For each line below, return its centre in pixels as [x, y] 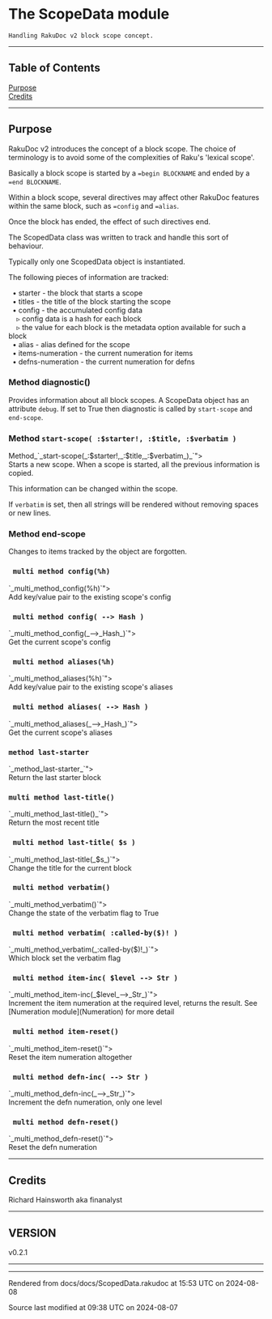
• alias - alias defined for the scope [71, 344]
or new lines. [30, 513]
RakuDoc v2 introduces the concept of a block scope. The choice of [122, 148]
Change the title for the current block [70, 867]
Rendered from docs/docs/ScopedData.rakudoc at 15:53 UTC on [116, 1283]
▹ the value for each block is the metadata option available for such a [131, 327]
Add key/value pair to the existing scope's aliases [91, 687]
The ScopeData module [89, 14]
